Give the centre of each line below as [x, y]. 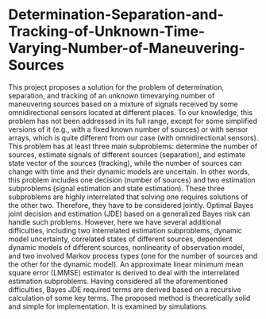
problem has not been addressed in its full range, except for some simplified [133, 121]
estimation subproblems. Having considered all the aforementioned [118, 281]
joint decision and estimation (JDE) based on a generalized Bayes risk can [129, 213]
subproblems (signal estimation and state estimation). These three [116, 188]
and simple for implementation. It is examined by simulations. [108, 306]
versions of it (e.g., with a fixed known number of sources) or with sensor [128, 129]
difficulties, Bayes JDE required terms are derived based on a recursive [125, 289]
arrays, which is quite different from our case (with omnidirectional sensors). [133, 137]
